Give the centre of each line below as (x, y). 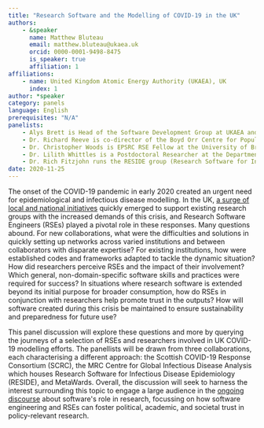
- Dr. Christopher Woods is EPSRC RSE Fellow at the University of (135, 147)
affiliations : (31, 74)
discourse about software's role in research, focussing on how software (125, 399)
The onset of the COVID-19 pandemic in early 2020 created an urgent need (130, 191)
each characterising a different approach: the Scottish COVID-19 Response (129, 357)
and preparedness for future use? (62, 317)
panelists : (26, 125)
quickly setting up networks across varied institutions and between (117, 242)
